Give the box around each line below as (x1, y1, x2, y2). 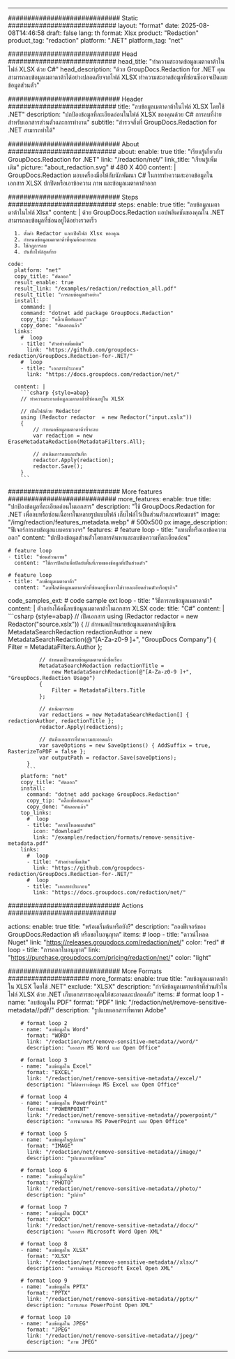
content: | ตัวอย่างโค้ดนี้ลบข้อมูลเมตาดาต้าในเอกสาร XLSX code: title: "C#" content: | (8, 604, 225, 613)
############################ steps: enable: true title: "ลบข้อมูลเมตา (8, 200, 220, 209)
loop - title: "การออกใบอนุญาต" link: (8, 946, 100, 954)
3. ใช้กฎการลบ (14, 242, 47, 249)
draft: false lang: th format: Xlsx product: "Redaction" (45, 29, 199, 37)
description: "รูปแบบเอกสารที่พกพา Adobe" (55, 1006, 167, 1014)
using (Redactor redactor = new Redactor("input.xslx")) (20, 414, 192, 421)
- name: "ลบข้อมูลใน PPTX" (20, 1283, 89, 1290)
